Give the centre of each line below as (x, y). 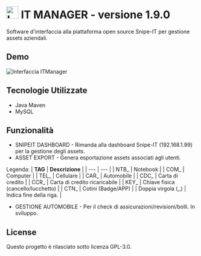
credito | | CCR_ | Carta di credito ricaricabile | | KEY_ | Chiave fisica (91, 182)
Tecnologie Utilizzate (47, 91)
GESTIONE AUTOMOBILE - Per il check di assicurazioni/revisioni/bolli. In (105, 207)
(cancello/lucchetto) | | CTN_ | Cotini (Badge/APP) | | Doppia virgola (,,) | (96, 189)
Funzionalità (30, 130)
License (21, 232)
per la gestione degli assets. (50, 152)
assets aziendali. (27, 38)
